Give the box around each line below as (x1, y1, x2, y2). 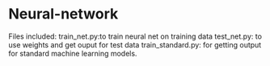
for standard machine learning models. (8, 48, 137, 58)
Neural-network (8, 5, 119, 23)
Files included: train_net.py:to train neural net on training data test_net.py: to (8, 31, 263, 41)
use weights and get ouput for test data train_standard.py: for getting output (8, 39, 262, 49)
